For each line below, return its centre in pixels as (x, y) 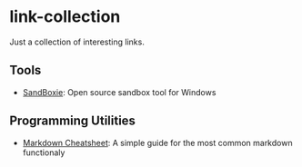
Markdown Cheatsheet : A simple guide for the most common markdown (157, 142)
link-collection (65, 17)
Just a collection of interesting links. (77, 42)
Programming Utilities (73, 121)
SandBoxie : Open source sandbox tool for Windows (119, 92)
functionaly (44, 152)
